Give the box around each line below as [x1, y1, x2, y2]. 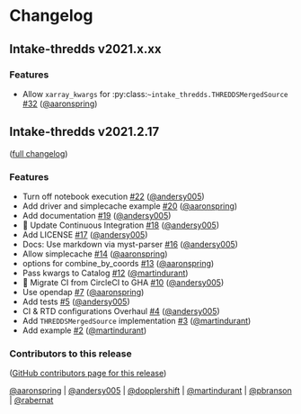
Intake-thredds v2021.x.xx [9, 41, 162, 57]
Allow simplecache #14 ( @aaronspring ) [22, 248, 168, 259]
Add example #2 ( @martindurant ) [22, 325, 146, 336]
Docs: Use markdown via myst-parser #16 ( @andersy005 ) [22, 238, 238, 249]
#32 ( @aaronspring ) [22, 98, 98, 109]
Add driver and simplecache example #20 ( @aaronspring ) [22, 200, 238, 211]
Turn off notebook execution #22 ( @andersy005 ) [22, 191, 205, 202]
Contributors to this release [9, 347, 132, 360]
